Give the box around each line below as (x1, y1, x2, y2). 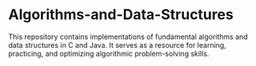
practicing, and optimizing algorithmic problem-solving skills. (8, 49, 210, 58)
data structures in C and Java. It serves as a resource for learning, (8, 40, 226, 49)
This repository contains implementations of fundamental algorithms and (8, 32, 248, 41)
